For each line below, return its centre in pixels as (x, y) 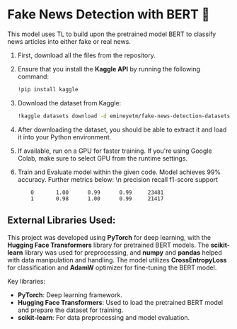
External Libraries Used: (62, 220)
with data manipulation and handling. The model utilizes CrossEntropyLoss (117, 260)
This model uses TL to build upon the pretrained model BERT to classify (112, 34)
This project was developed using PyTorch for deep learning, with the (109, 237)
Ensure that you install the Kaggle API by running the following (109, 69)
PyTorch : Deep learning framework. (70, 295)
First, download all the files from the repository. (86, 55)
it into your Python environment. (64, 137)
